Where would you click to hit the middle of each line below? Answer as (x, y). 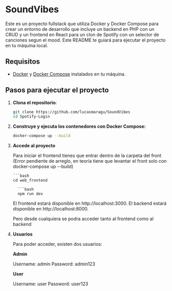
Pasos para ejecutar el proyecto (57, 90)
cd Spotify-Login (31, 117)
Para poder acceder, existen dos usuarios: (58, 244)
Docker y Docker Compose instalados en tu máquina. (69, 74)
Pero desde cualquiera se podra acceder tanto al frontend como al (83, 219)
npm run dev (30, 194)
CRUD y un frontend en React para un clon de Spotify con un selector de (82, 34)
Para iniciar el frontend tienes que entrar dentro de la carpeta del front (87, 156)
